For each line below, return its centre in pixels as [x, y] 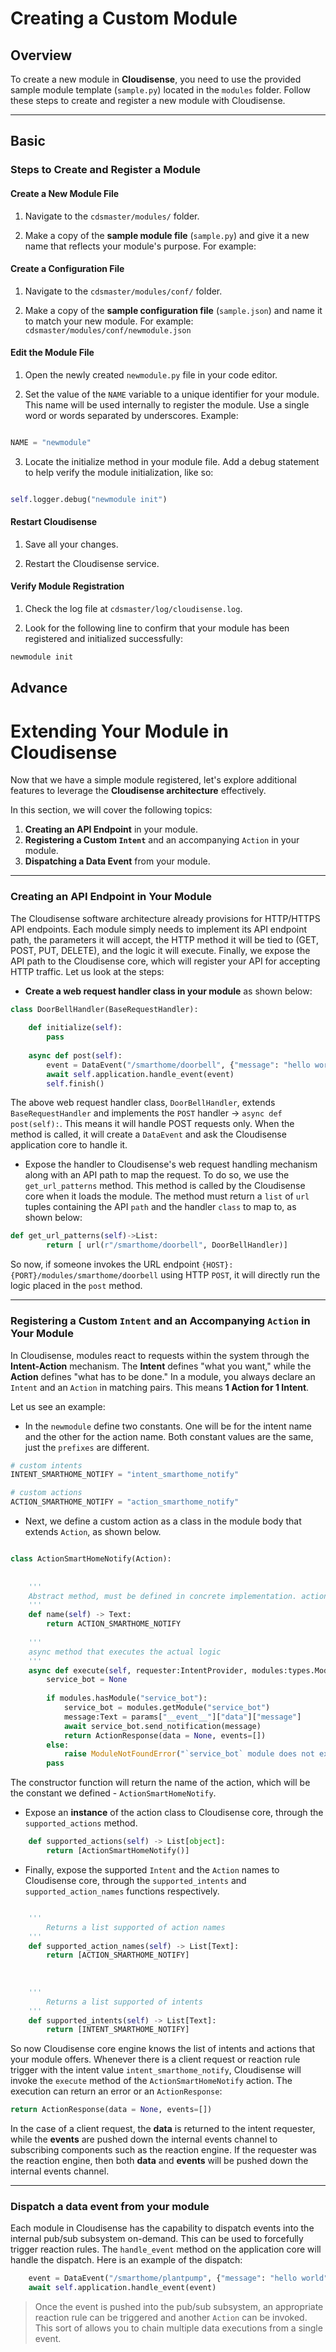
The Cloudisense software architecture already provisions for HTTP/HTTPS [165, 918]
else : [58, 1745]
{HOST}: [217, 1265]
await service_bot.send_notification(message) [162, 1726]
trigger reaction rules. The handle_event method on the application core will [166, 2249]
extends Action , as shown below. [93, 1531]
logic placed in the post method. [76, 1286]
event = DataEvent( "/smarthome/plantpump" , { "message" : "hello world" [178, 2278]
